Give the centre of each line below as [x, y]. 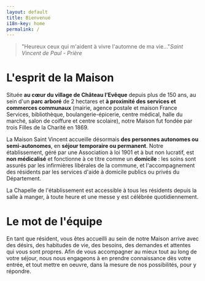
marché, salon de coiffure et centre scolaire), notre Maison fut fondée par [99, 121]
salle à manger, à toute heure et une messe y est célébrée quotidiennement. [102, 197]
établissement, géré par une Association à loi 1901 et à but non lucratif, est [100, 152]
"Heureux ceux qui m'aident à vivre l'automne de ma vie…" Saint [102, 47]
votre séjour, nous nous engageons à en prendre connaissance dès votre [99, 258]
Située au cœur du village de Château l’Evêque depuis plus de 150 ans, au [101, 95]
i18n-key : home [26, 23]
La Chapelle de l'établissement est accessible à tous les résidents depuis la [102, 190]
